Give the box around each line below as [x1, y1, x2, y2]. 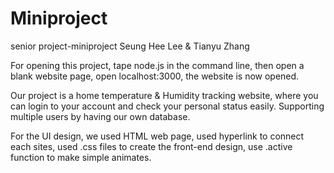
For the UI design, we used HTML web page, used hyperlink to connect [10, 130, 305, 142]
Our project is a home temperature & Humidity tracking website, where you [10, 89, 319, 101]
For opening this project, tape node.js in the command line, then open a [10, 59, 305, 71]
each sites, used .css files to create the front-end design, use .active [10, 140, 293, 152]
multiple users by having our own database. [10, 110, 191, 122]
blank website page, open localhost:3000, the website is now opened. [10, 70, 300, 82]
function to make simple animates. [10, 151, 152, 163]
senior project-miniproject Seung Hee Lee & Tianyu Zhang [10, 40, 250, 52]
